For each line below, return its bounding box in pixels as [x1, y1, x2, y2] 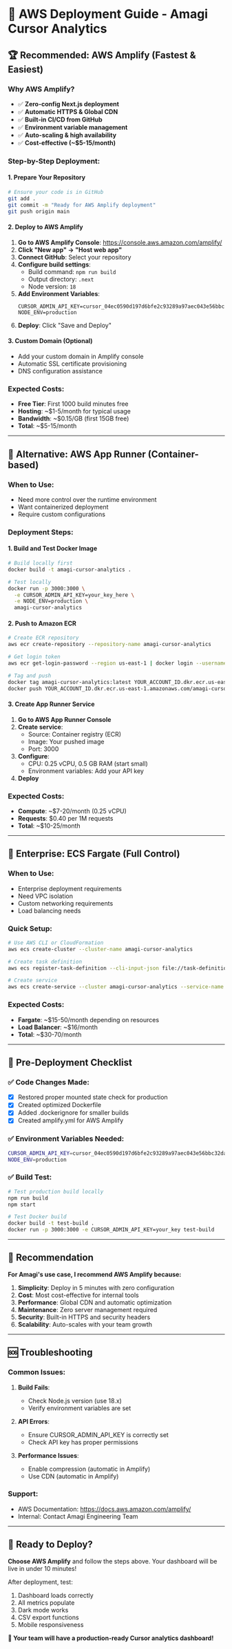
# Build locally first [8, 560, 73, 567]
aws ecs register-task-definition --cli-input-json [8, 964, 159, 972]
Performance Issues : [17, 1451, 79, 1459]
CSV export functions [17, 1613, 79, 1621]
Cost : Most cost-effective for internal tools [17, 1291, 140, 1299]
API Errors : [17, 1417, 50, 1425]
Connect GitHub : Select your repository [17, 253, 131, 261]
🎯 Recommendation [8, 1252, 94, 1264]
